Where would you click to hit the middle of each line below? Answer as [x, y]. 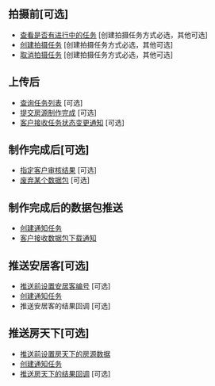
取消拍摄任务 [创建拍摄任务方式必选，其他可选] [96, 55]
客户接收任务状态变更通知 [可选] [72, 122]
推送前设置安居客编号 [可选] [65, 286]
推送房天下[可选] [49, 333]
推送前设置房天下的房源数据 [65, 354]
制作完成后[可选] [49, 150]
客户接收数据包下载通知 [58, 238]
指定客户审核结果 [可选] [58, 170]
